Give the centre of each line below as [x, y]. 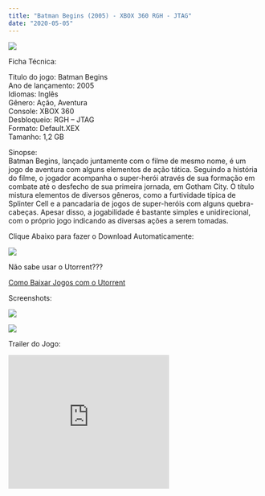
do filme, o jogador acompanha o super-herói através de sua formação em [132, 178]
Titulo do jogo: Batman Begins [58, 76]
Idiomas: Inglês [33, 94]
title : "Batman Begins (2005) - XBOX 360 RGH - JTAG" [100, 16]
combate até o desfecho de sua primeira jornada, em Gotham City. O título [131, 187]
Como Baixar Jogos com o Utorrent [67, 282]
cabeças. [24, 212]
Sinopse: [23, 152]
